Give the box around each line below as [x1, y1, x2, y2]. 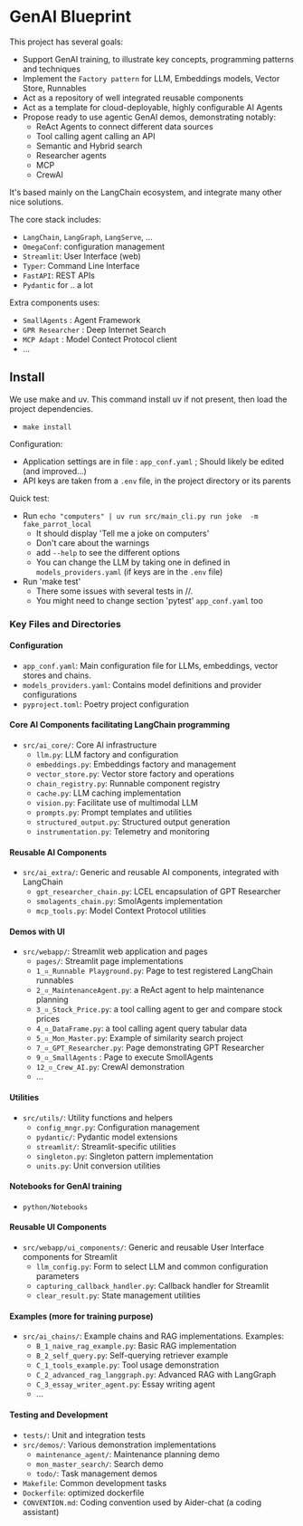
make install [22, 423, 72, 432]
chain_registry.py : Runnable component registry [35, 778, 221, 789]
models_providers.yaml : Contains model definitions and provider [22, 679, 262, 690]
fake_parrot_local [22, 520, 92, 529]
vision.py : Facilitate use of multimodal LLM [35, 797, 199, 808]
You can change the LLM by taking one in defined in [35, 557, 231, 567]
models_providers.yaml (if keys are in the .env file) [35, 566, 223, 577]
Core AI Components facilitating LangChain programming [9, 720, 231, 730]
